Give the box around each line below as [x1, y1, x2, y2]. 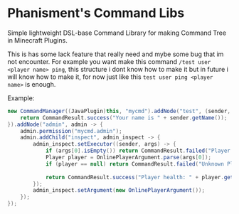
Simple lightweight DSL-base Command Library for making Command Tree [7, 28, 226, 37]
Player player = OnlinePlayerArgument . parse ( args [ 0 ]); [45, 154, 212, 161]
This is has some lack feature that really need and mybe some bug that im [7, 50, 224, 58]
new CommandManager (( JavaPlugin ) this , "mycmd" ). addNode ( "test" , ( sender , [7, 107, 231, 114]
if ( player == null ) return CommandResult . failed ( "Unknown [45, 160, 224, 168]
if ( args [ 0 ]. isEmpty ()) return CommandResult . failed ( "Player [45, 147, 231, 154]
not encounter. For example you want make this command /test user [7, 57, 211, 65]
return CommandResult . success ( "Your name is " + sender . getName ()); [20, 114, 228, 122]
